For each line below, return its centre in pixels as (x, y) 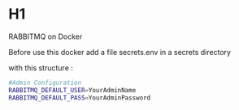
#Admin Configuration (45, 82)
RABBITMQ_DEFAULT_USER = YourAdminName (72, 90)
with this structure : (41, 68)
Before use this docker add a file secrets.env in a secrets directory (120, 52)
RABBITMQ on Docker (46, 36)
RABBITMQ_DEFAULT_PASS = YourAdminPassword (80, 98)
